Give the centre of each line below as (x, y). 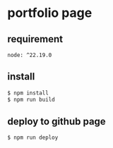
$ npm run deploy (33, 138)
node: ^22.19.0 (30, 55)
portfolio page (50, 13)
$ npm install (28, 93)
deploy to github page (56, 121)
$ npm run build (31, 99)
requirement (35, 39)
